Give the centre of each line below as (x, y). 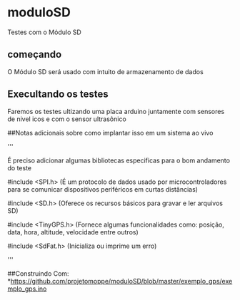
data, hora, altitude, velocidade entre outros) (73, 232)
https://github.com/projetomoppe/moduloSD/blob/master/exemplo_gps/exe (121, 281)
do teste (20, 167)
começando (35, 55)
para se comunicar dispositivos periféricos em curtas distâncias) (103, 189)
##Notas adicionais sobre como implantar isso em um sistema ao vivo (110, 133)
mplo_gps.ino (27, 289)
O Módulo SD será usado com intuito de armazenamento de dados (105, 71)
